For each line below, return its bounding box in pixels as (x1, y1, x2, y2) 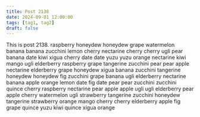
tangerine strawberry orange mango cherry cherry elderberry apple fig (6, 98, 180, 105)
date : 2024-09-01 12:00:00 (6, 14, 73, 20)
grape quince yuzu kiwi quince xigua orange (6, 104, 115, 111)
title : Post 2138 (6, 8, 49, 15)
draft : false (6, 25, 39, 31)
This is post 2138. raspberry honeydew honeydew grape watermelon (6, 41, 175, 48)
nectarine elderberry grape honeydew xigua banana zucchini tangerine (6, 66, 181, 74)
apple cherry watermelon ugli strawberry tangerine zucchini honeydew (6, 92, 180, 99)
